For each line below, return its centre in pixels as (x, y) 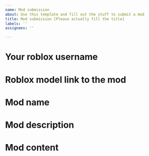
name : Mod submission (27, 10)
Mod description (40, 125)
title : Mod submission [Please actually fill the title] (65, 19)
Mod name (27, 102)
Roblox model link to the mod (66, 79)
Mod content (32, 148)
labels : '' (16, 24)
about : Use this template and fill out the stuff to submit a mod (75, 14)
